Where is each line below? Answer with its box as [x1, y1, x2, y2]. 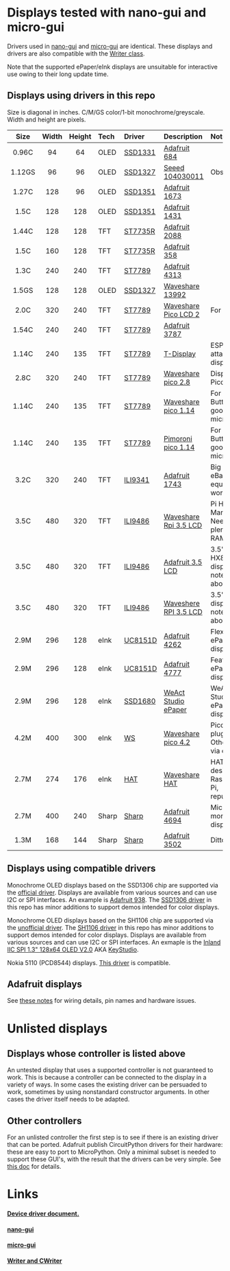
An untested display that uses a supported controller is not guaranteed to [7, 1066, 214, 1074]
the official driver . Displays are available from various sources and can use [7, 888, 217, 896]
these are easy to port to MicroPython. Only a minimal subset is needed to [7, 1148, 216, 1156]
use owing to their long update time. [7, 70, 109, 78]
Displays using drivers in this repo [7, 90, 155, 102]
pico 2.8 [163, 377, 190, 387]
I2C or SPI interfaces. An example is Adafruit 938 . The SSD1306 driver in [7, 895, 212, 903]
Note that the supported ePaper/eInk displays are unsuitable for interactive [7, 62, 218, 71]
